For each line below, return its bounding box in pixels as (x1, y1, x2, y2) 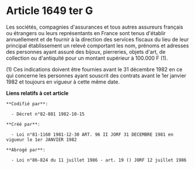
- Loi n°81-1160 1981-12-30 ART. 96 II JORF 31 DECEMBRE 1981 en (11, 132, 174, 137)
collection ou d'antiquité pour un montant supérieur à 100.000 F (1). (6, 54, 168, 61)
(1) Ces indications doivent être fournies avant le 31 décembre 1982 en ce (6, 65, 183, 73)
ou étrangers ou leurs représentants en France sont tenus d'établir (6, 29, 166, 36)
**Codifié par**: (6, 101, 48, 106)
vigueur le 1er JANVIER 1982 (6, 136, 77, 143)
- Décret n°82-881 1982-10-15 (11, 111, 85, 117)
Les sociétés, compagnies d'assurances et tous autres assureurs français (6, 23, 183, 30)
